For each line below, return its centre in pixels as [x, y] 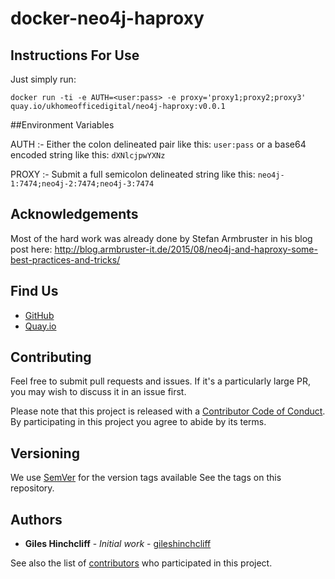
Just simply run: [43, 79]
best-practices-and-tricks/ [65, 259]
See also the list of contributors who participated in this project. [141, 563]
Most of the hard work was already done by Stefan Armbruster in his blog [161, 238]
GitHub [39, 315]
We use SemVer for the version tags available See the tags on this [146, 478]
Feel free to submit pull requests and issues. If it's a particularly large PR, [161, 381]
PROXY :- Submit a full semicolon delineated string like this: [133, 174]
